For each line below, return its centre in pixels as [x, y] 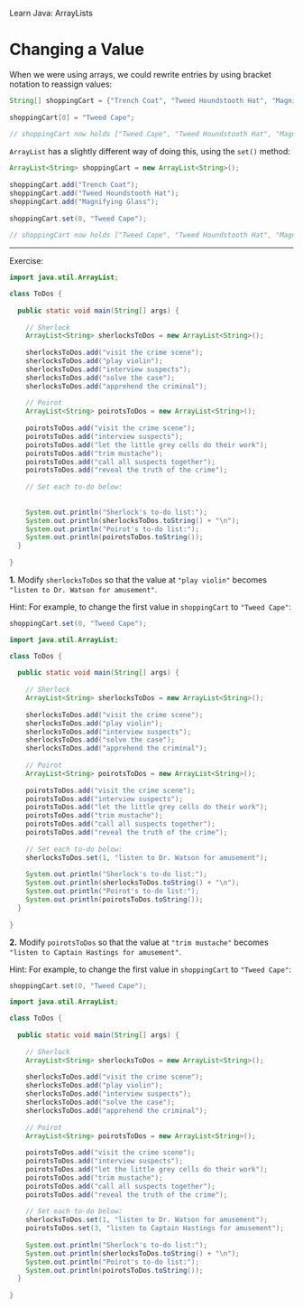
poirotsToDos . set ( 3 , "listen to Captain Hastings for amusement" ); [155, 1229]
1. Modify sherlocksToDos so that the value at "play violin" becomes [138, 579]
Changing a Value [77, 50]
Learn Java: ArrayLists [51, 13]
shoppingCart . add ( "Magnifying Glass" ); [84, 201]
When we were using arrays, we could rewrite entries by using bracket [141, 74]
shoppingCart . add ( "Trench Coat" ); [74, 185]
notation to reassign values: [61, 84]
